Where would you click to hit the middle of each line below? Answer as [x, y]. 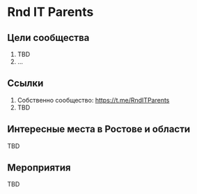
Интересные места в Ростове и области [99, 129]
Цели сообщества [48, 38]
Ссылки [25, 83]
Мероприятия [39, 168]
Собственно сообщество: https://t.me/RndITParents [93, 100]
